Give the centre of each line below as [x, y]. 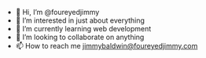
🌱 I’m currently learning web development [83, 29]
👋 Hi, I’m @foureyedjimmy [57, 12]
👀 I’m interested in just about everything [80, 20]
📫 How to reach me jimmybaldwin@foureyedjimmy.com [107, 46]
